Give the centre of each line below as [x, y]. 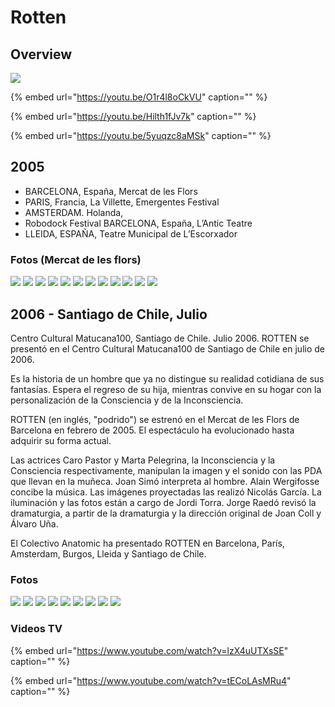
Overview [41, 54]
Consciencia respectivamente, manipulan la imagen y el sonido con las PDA [166, 470]
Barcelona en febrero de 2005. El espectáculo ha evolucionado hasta [152, 430]
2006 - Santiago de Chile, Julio [109, 314]
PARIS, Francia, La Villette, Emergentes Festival [122, 202]
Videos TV [36, 629]
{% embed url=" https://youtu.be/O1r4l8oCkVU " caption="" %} [139, 97]
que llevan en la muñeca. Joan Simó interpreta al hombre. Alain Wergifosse [165, 481]
